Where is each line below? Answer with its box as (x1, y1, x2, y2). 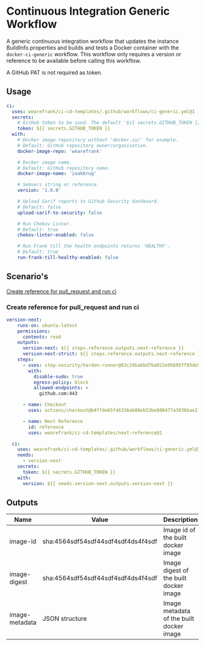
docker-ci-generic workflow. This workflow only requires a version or (6, 50, 182, 57)
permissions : (17, 328, 51, 334)
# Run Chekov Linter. (17, 221, 72, 227)
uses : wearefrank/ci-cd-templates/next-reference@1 (28, 430, 163, 436)
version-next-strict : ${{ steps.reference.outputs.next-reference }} (22, 351, 203, 357)
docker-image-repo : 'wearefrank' (17, 148, 103, 154)
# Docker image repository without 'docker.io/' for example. (17, 137, 179, 143)
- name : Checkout (22, 402, 67, 408)
